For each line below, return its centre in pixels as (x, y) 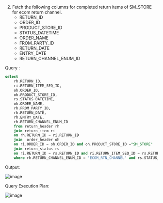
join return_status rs (37, 149)
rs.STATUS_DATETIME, (34, 99)
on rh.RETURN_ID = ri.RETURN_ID (46, 135)
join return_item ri (34, 131)
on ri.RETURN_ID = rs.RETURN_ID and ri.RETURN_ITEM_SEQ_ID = (77, 153)
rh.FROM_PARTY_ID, (32, 109)
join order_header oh (37, 140)
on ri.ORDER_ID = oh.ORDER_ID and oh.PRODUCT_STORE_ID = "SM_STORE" (83, 144)
